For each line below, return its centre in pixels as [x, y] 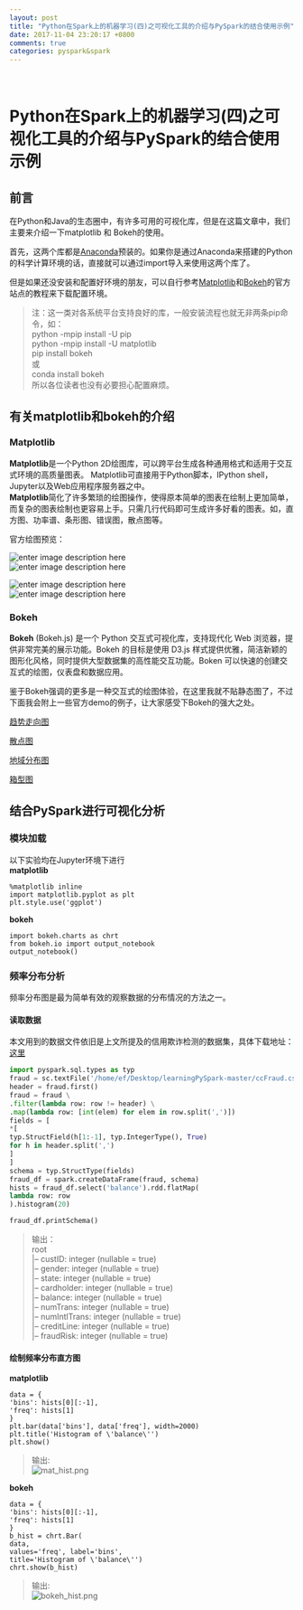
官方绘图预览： [37, 539]
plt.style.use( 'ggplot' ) [56, 902]
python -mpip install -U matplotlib [94, 344]
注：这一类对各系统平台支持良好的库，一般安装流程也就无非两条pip [156, 313]
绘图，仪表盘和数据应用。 [80, 672]
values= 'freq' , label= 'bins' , [66, 1552]
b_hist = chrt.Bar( [46, 1536]
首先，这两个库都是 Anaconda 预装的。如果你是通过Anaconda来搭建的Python [151, 252]
